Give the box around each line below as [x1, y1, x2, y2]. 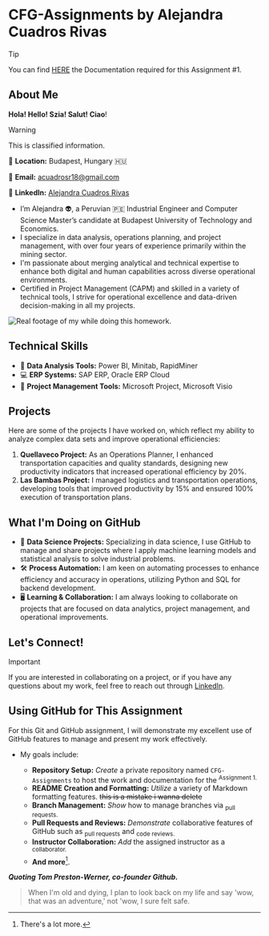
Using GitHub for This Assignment [8, 704, 183, 718]
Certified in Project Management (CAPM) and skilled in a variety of [19, 283, 240, 293]
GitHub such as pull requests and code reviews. [31, 827, 175, 838]
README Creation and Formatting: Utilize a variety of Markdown [31, 783, 248, 793]
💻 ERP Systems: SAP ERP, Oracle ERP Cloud [19, 369, 170, 379]
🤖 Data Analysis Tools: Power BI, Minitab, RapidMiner [19, 360, 199, 370]
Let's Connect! [8, 636, 84, 649]
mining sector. [19, 249, 67, 258]
